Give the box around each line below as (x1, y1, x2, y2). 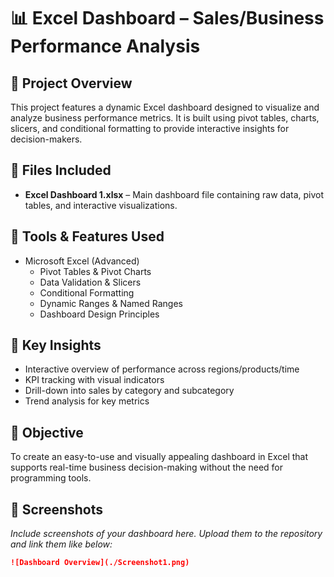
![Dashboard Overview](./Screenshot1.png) (10, 558, 190, 568)
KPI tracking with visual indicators (24, 374, 165, 386)
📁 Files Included (10, 162, 112, 179)
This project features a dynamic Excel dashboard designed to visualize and (10, 101, 320, 113)
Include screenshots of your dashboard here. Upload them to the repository (10, 528, 323, 540)
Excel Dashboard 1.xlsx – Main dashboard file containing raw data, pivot (24, 188, 325, 200)
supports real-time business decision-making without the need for (10, 461, 284, 474)
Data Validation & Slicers (39, 276, 142, 288)
